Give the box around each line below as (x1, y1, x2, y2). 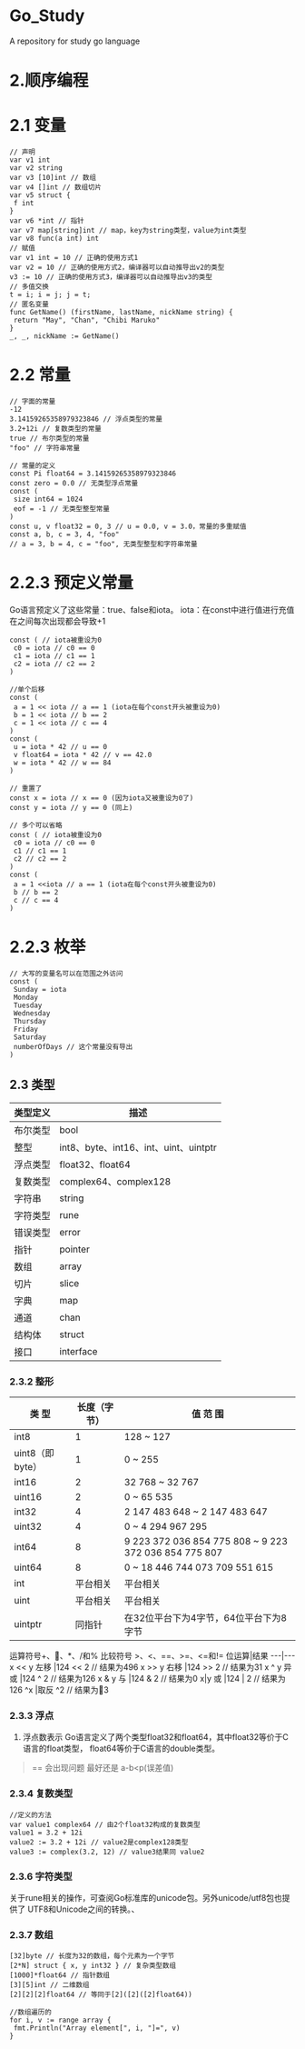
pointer (59, 1243, 91, 1255)
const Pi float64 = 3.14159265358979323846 (9, 469, 177, 478)
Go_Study (9, 5, 85, 26)
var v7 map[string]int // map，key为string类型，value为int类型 (9, 226, 247, 235)
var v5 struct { (9, 191, 71, 200)
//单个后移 (9, 685, 45, 694)
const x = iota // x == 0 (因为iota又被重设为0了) (9, 793, 194, 803)
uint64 (14, 1561, 43, 1574)
